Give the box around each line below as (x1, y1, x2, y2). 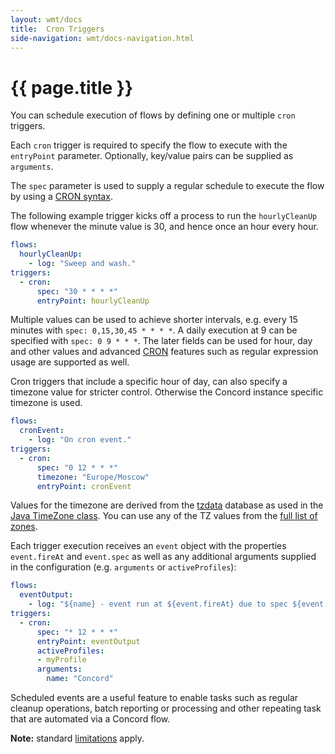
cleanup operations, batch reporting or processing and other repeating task (10, 702, 322, 715)
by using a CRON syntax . (10, 191, 113, 203)
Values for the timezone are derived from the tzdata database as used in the (10, 499, 324, 511)
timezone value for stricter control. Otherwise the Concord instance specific (10, 386, 324, 398)
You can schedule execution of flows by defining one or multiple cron (10, 109, 296, 121)
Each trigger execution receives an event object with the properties (10, 540, 287, 552)
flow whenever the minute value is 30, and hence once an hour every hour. (10, 221, 319, 233)
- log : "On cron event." (28, 435, 132, 445)
